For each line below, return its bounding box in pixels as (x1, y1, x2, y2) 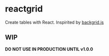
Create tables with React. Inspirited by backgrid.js (5, 19, 104, 25)
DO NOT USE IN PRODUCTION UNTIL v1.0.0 (5, 46, 93, 52)
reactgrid (5, 3, 43, 14)
